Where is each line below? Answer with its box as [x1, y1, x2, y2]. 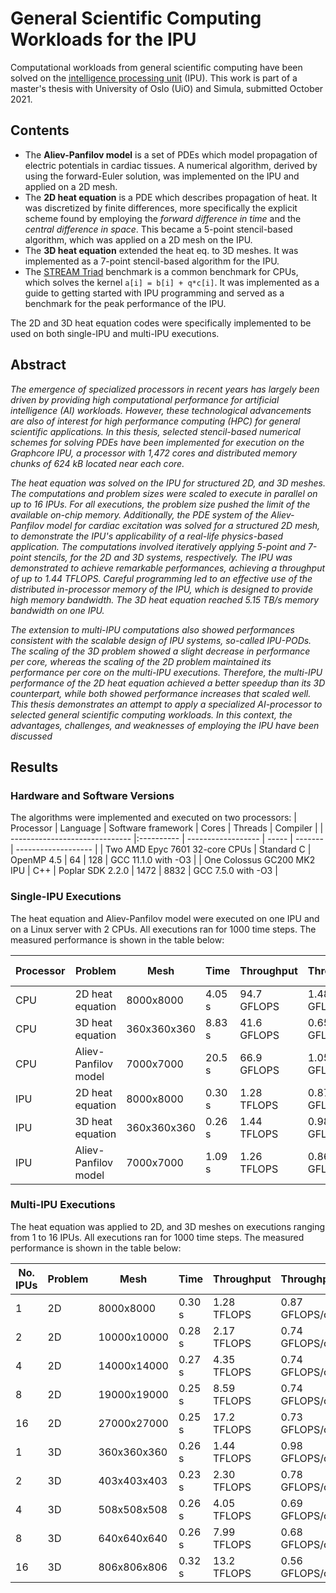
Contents [10, 122, 70, 139]
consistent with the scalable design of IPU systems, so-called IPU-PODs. [10, 634, 312, 646]
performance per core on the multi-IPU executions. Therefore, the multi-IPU [10, 666, 323, 678]
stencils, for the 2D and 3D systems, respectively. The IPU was [33, 551, 293, 563]
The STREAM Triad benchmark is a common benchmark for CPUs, [24, 265, 299, 277]
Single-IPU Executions [10, 890, 122, 904]
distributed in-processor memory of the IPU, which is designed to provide [10, 583, 313, 595]
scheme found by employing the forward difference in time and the [24, 212, 302, 224]
